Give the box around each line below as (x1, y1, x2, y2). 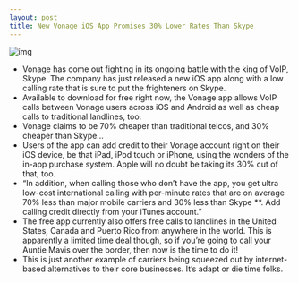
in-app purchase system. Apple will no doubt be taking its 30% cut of (21, 159, 279, 169)
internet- (254, 253, 288, 264)
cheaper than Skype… (21, 130, 105, 141)
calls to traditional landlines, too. (21, 111, 142, 122)
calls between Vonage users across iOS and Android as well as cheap (21, 101, 280, 112)
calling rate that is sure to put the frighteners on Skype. (21, 82, 226, 93)
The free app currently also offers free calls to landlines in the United (21, 216, 277, 227)
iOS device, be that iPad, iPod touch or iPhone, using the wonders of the (21, 149, 289, 159)
